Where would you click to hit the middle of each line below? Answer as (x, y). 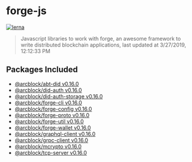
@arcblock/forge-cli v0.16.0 (48, 103)
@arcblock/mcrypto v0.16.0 (48, 146)
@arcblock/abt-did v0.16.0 (47, 84)
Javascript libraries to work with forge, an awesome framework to (101, 38)
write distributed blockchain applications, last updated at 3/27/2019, (103, 45)
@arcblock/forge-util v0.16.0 (49, 121)
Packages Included (42, 70)
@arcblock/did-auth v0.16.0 (48, 90)
